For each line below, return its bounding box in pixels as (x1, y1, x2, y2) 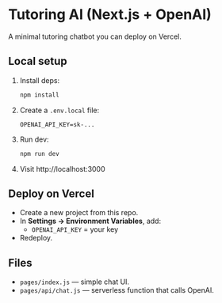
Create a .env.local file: (19, 105, 100, 115)
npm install (19, 91, 59, 99)
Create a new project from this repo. (19, 208, 139, 218)
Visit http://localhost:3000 (19, 164, 105, 173)
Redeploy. (19, 233, 53, 243)
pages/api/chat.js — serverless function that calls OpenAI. (19, 286, 214, 295)
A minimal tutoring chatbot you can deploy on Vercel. (8, 32, 182, 41)
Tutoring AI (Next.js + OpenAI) (8, 6, 212, 24)
